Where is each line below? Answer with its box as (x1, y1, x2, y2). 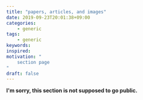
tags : (6, 31, 20, 37)
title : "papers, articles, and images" (6, 8, 107, 15)
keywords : (6, 43, 31, 49)
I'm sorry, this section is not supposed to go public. (6, 87, 138, 94)
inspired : (6, 48, 31, 54)
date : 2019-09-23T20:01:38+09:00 (6, 14, 91, 20)
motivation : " (6, 54, 42, 60)
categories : (6, 20, 36, 26)
